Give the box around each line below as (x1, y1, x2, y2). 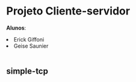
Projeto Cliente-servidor (6, 4, 131, 18)
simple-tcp (6, 66, 48, 77)
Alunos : (6, 24, 26, 31)
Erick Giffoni (14, 36, 45, 43)
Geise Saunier (14, 42, 49, 49)
